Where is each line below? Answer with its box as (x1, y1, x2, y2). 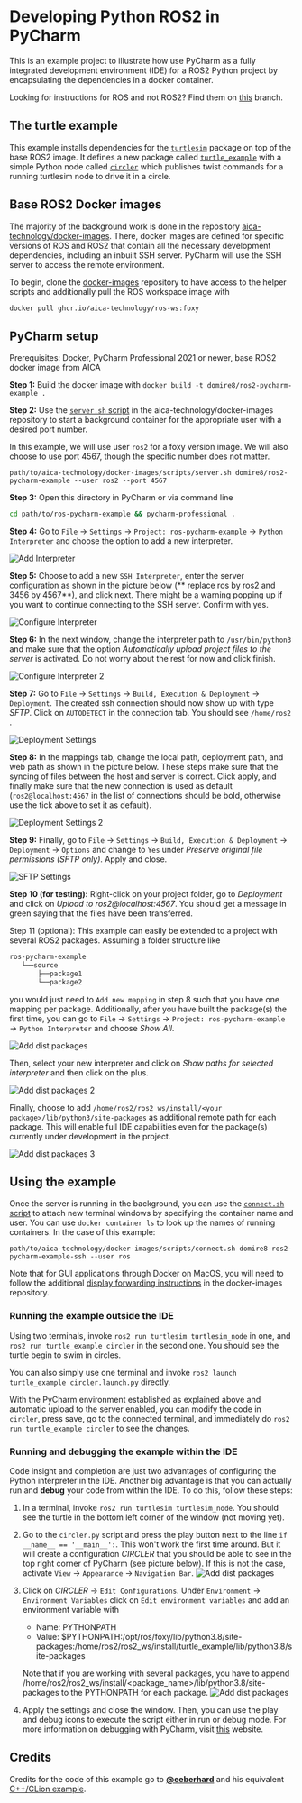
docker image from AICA (9, 362, 101, 373)
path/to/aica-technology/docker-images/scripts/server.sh (9, 469, 232, 478)
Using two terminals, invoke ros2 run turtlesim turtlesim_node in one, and (9, 1330, 291, 1341)
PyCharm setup (9, 328, 99, 343)
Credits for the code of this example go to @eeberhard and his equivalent (9, 1773, 285, 1784)
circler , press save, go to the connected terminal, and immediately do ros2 (9, 1413, 290, 1423)
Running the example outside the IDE (9, 1310, 174, 1323)
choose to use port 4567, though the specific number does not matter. (9, 451, 270, 462)
